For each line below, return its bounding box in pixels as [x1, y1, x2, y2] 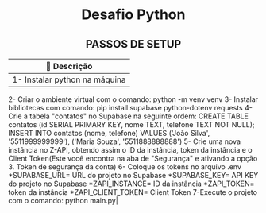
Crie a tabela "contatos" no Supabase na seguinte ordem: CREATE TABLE [8, 111, 249, 121]
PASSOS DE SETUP [85, 37, 182, 51]
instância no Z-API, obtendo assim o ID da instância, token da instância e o [8, 145, 253, 154]
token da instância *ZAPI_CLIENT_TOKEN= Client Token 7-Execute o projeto [8, 188, 258, 196]
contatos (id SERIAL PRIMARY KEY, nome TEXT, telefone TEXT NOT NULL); [8, 120, 256, 129]
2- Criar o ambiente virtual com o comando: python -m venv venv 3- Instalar [8, 95, 259, 104]
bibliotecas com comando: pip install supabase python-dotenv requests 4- [8, 103, 253, 112]
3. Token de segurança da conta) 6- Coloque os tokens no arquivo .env [8, 162, 242, 172]
